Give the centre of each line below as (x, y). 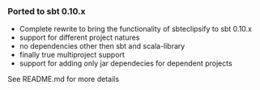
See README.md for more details (63, 79)
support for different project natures (79, 37)
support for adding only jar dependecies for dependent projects (126, 63)
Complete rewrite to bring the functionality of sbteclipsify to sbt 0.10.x (136, 29)
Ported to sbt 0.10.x (47, 11)
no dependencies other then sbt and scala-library (102, 46)
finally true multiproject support (72, 55)
